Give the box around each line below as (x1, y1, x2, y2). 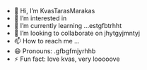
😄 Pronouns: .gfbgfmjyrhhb (13, 47, 96, 55)
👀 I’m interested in (13, 14, 67, 22)
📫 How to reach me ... (13, 37, 80, 45)
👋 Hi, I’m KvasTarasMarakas (13, 7, 95, 15)
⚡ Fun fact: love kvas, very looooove (13, 55, 120, 63)
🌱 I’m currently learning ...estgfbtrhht (13, 22, 122, 29)
